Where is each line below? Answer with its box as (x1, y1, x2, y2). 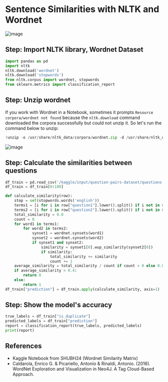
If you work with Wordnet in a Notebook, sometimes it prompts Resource (5, 109, 153, 115)
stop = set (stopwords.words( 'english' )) (14, 198, 99, 203)
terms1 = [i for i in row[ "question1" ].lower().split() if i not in (14, 203, 160, 208)
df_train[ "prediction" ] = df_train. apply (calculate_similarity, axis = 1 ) (5, 287, 160, 292)
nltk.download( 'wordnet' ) (5, 68, 59, 73)
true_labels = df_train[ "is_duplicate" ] (5, 314, 91, 319)
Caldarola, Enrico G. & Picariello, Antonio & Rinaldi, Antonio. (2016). (12, 360, 151, 366)
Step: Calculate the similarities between (5, 159, 132, 167)
